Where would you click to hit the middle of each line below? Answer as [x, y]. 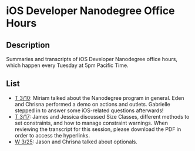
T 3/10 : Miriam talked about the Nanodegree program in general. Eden [99, 98]
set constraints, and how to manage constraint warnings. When [91, 123]
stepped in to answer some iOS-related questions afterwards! [89, 110]
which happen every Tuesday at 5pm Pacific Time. [67, 65]
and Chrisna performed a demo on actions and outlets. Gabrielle [92, 104]
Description [28, 45]
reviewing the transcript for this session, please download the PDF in [98, 129]
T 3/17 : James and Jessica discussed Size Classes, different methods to [102, 116]
